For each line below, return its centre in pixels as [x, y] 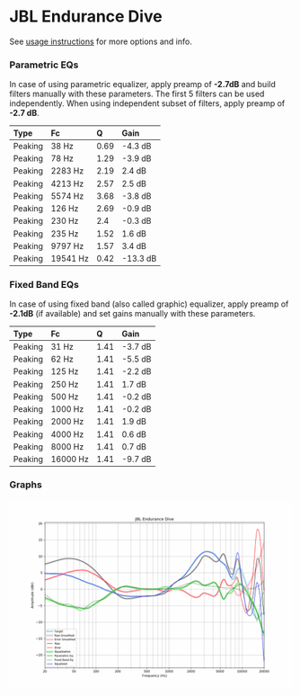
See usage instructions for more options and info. [101, 41]
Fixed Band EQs [44, 284]
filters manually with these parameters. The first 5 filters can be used [137, 94]
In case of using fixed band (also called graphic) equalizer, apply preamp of [149, 304]
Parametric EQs [44, 65]
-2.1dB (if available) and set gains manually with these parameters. [132, 314]
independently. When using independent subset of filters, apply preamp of [147, 103]
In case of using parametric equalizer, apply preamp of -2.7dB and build [143, 85]
